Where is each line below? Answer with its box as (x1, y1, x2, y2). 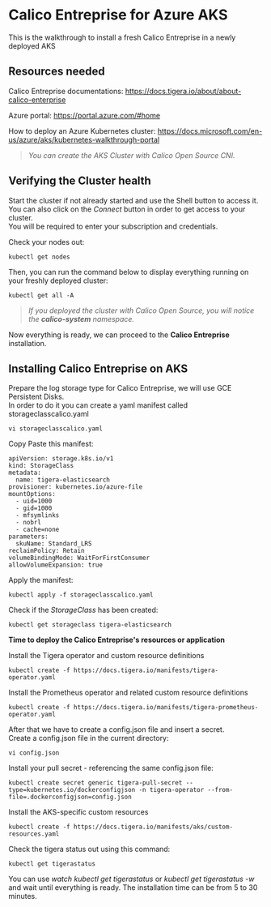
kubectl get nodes (8, 253, 70, 261)
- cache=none (15, 525, 60, 534)
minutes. (8, 892, 38, 901)
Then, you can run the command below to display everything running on (8, 267, 249, 276)
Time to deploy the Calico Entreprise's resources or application (8, 635, 225, 645)
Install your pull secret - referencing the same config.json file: (8, 764, 214, 773)
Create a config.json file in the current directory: (8, 734, 169, 743)
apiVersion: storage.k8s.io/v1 (8, 455, 114, 463)
